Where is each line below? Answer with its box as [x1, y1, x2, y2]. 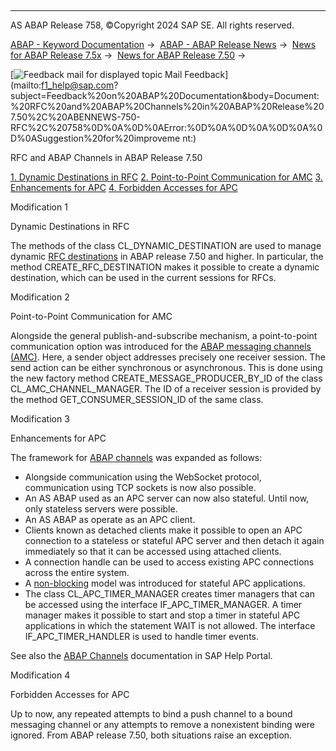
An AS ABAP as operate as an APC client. [24, 514, 196, 525]
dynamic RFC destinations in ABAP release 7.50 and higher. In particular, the [10, 251, 324, 262]
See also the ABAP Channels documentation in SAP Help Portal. [10, 650, 273, 661]
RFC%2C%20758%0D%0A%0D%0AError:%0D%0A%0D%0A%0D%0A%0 [10, 122, 323, 133]
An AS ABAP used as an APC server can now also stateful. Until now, [24, 492, 310, 504]
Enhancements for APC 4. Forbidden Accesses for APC [10, 182, 238, 193]
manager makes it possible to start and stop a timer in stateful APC [24, 609, 301, 621]
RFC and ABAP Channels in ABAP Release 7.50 [10, 152, 203, 163]
